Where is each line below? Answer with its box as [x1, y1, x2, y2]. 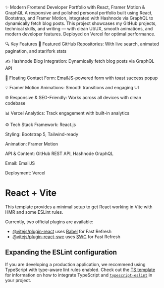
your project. [5, 277, 31, 283]
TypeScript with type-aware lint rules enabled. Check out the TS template [5, 267, 156, 273]
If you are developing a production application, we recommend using [5, 261, 146, 267]
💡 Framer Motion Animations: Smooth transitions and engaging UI [5, 85, 139, 90]
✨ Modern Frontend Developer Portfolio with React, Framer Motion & [5, 4, 145, 10]
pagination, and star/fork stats [5, 48, 67, 54]
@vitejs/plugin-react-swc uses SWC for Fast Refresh [12, 234, 120, 240]
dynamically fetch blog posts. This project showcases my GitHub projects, [5, 20, 157, 26]
